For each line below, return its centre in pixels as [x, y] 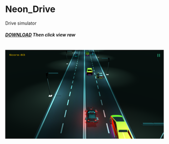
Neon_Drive [30, 9]
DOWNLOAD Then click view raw [40, 35]
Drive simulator [21, 23]
